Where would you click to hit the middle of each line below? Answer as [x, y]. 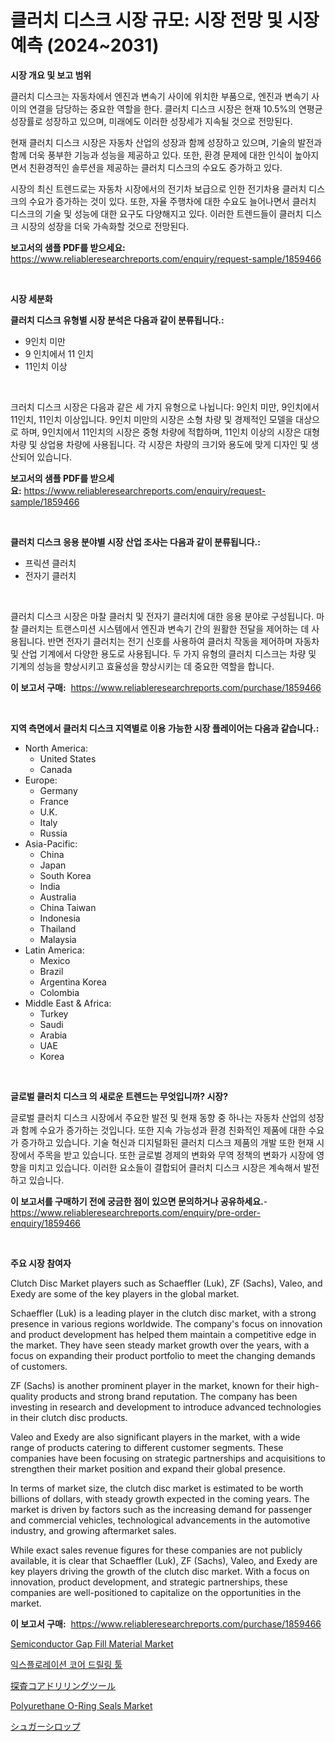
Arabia [53, 1035]
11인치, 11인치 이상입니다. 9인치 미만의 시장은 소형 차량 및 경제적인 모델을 [152, 419]
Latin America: [54, 950]
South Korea [65, 875]
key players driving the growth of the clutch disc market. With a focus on [160, 1571]
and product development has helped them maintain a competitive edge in [163, 1334]
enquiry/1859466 [46, 1223]
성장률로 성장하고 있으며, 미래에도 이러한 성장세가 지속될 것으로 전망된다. [151, 121]
